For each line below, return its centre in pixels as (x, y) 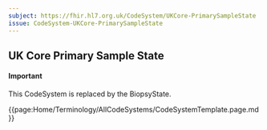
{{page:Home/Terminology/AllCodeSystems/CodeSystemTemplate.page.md (133, 110)
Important (25, 76)
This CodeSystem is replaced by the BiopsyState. (90, 94)
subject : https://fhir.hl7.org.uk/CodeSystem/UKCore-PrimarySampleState (132, 16)
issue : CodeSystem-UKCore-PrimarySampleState (85, 23)
